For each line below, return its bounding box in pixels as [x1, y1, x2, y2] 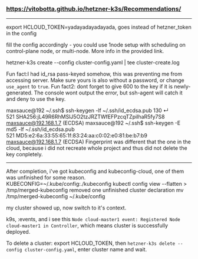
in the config [6, 30, 37, 37]
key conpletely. [6, 151, 43, 158]
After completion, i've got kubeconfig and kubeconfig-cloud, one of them [6, 168, 184, 175]
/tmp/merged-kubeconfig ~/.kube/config [6, 193, 105, 200]
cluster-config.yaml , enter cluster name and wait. [24, 246, 147, 253]
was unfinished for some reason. [6, 174, 86, 181]
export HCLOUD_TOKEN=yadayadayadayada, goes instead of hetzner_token [6, 24, 192, 31]
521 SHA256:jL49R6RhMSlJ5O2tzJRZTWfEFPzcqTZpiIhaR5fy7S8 [6, 113, 165, 120]
